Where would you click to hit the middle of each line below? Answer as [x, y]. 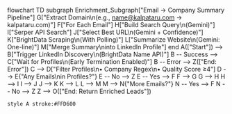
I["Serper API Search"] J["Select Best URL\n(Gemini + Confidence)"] [105, 32]
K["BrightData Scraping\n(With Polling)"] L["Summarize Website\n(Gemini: [114, 40]
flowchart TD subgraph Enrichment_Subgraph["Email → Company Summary [116, 10]
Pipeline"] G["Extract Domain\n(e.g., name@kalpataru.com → [95, 17]
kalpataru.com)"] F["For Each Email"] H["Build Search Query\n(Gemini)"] [111, 25]
